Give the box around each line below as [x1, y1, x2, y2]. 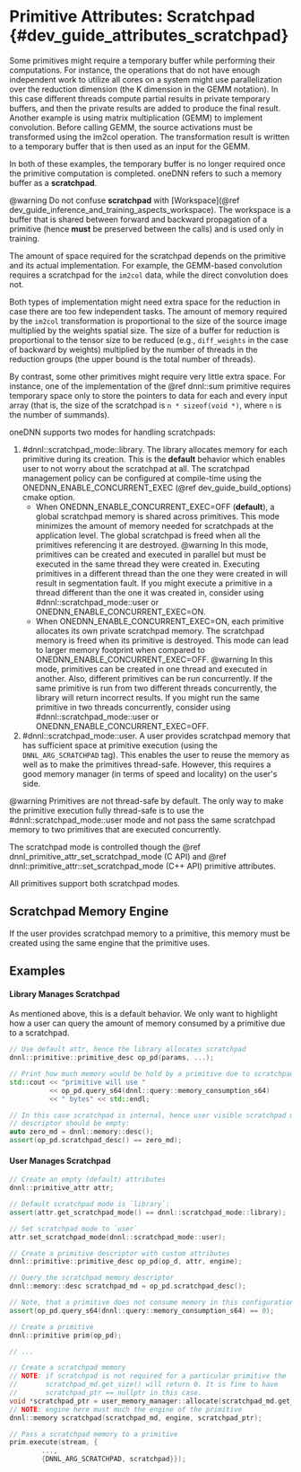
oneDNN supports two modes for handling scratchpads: [9, 427, 217, 437]
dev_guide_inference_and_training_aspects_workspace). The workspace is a [9, 204, 291, 215]
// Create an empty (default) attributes [9, 1175, 167, 1185]
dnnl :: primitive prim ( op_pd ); [9, 1331, 123, 1340]
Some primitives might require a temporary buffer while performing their [9, 55, 276, 66]
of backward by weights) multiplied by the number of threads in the [9, 344, 258, 355]
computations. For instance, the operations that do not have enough [9, 65, 261, 75]
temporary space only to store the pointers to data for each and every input [9, 390, 288, 401]
